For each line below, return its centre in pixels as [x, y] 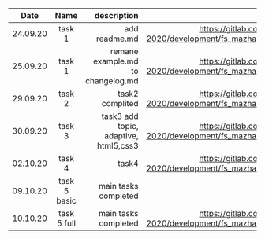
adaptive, [122, 136]
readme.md [118, 39]
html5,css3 [118, 146]
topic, [129, 126]
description [117, 15]
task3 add [120, 116]
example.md [116, 61]
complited [120, 103]
